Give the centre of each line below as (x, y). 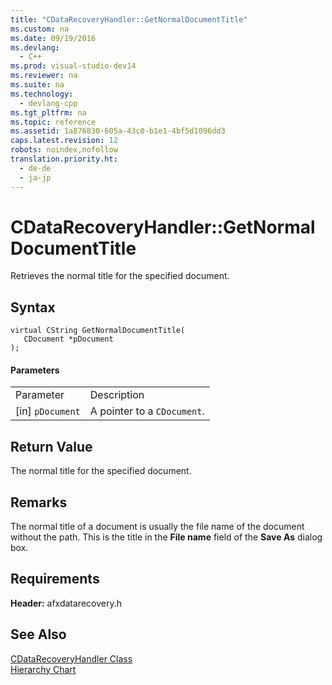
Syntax (33, 307)
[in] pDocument (48, 411)
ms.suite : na (37, 85)
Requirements (55, 579)
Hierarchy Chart (43, 669)
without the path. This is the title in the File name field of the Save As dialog (166, 537)
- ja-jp (35, 177)
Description (117, 395)
